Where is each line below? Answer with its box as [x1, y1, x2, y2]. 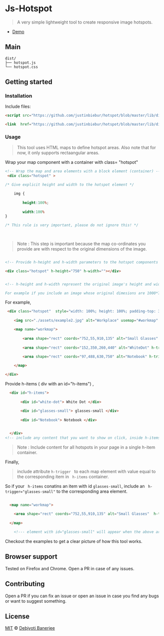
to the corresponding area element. [56, 488, 128, 494]
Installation [5, 93, 33, 100]
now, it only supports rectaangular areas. [17, 150, 100, 156]
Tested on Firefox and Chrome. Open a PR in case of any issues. [5, 565, 135, 571]
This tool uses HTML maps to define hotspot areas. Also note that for [17, 145, 156, 151]
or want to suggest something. [5, 598, 67, 604]
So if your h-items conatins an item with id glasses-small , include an [5, 483, 145, 489]
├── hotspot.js [5, 60, 36, 65]
